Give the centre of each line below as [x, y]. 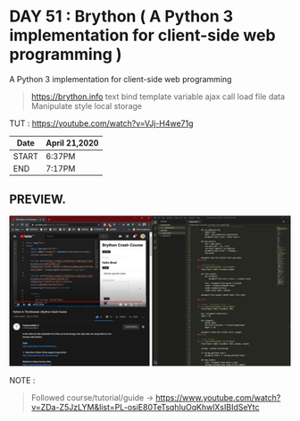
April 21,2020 [72, 143]
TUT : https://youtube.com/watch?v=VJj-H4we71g [101, 123]
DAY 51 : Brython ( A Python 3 [121, 17]
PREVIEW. [38, 199]
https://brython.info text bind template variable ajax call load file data [158, 97]
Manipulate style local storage [87, 105]
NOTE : [22, 380]
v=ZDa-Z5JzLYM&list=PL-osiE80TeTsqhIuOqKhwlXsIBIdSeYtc [145, 407]
